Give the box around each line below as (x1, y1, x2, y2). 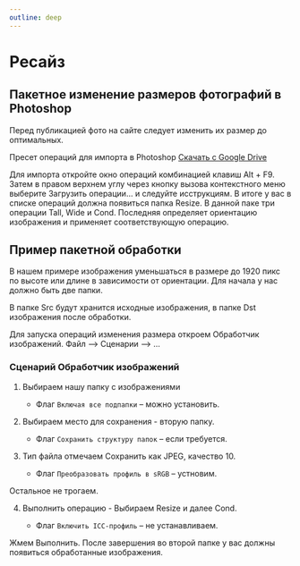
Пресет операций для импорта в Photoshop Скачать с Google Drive (9, 151, 267, 162)
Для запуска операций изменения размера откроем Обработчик (9, 329, 260, 340)
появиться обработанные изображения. (9, 546, 164, 557)
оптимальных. (9, 134, 64, 145)
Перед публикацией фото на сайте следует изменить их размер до (9, 124, 267, 135)
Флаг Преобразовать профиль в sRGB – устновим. (35, 468, 218, 478)
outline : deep (9, 13, 63, 22)
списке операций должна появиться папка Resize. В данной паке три (9, 198, 275, 208)
